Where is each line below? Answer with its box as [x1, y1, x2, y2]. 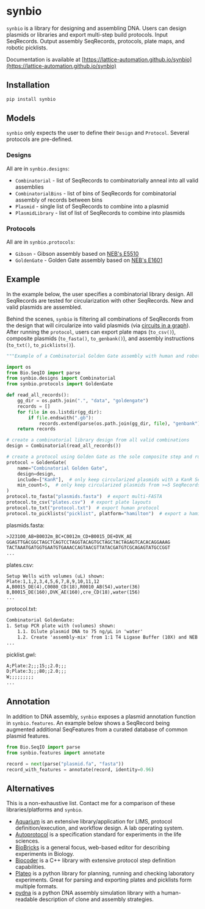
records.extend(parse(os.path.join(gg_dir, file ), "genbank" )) [38, 420, 203, 427]
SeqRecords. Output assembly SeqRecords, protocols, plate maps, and [6, 37, 185, 45]
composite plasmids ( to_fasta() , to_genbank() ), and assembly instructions [6, 335, 195, 342]
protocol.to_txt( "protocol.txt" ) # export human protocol [6, 505, 160, 511]
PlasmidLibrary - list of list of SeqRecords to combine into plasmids [15, 209, 185, 216]
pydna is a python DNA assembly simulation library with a [15, 889, 160, 897]
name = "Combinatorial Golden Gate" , [17, 465, 108, 471]
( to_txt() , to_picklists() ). [6, 341, 75, 349]
